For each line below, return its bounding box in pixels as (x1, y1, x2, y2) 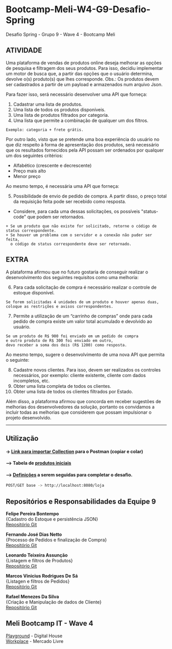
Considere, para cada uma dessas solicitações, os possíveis (13, 208, 140, 214)
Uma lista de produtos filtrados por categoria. (13, 112, 109, 118)
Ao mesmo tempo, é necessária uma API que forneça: (6, 183, 119, 189)
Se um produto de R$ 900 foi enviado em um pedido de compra (6, 333, 139, 339)
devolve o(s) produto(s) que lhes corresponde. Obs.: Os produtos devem (6, 76, 159, 82)
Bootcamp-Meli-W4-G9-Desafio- (6, 4, 151, 15)
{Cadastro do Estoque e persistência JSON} (6, 516, 99, 522)
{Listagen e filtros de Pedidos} (6, 578, 70, 585)
